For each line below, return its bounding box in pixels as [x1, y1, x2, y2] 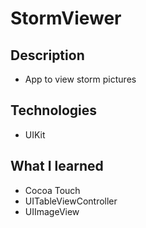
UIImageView [24, 205, 80, 217]
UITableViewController [24, 195, 118, 207]
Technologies [10, 102, 98, 119]
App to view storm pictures [24, 73, 137, 85]
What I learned [10, 158, 104, 175]
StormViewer [10, 7, 122, 30]
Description [10, 47, 85, 64]
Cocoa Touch [24, 184, 81, 196]
